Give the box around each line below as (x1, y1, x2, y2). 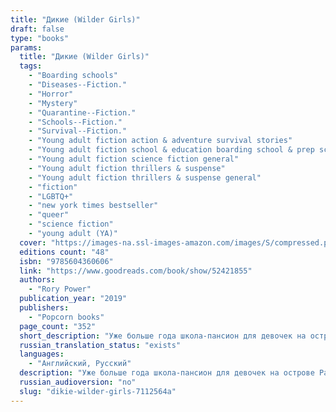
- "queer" (28, 210, 70, 220)
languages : (19, 349, 65, 360)
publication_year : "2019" (19, 294, 128, 304)
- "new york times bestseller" (28, 201, 159, 211)
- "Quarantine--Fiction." (28, 107, 137, 118)
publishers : (19, 303, 70, 313)
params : (10, 42, 43, 53)
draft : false (10, 24, 65, 34)
